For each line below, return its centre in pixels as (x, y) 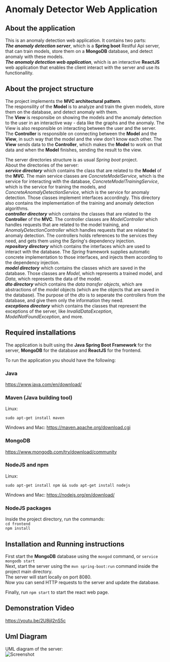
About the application (40, 28)
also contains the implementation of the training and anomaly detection (80, 203)
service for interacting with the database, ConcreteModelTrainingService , (82, 181)
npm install (18, 529)
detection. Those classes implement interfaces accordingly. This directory (83, 198)
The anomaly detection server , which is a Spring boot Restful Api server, (82, 46)
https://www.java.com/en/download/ (44, 384)
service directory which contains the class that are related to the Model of (83, 170)
